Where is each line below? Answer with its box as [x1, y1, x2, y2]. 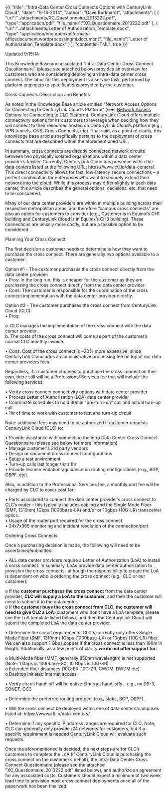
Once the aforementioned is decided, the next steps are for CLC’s [5, 746, 140, 752]
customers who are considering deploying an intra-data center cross [5, 71, 147, 77]
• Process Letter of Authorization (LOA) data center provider [5, 394, 129, 400]
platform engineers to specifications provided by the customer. [5, 82, 135, 88]
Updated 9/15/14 [5, 51, 39, 57]
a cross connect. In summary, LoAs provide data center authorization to [5, 562, 153, 568]
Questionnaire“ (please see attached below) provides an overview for [5, 66, 148, 72]
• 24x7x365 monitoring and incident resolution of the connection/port [5, 523, 149, 529]
